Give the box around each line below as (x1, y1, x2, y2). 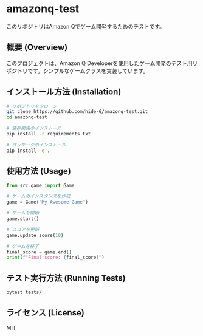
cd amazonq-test (6, 114, 47, 120)
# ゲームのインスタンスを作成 (6, 193, 71, 199)
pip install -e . (6, 148, 50, 154)
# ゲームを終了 (6, 243, 40, 249)
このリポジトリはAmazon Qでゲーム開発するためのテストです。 (6, 22, 165, 30)
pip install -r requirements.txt (6, 131, 91, 137)
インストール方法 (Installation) (6, 87, 122, 97)
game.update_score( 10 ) (6, 232, 64, 238)
